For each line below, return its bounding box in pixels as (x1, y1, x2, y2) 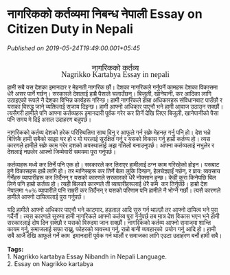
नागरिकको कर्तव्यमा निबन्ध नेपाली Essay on (7, 6, 203, 22)
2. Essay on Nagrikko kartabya (7, 259, 94, 267)
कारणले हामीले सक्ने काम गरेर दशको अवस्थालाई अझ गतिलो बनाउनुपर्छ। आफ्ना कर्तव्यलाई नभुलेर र (7, 142, 215, 149)
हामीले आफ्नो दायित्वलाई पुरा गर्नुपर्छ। (7, 193, 86, 201)
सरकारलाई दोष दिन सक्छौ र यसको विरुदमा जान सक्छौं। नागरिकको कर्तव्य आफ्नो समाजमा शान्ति (7, 219, 211, 226)
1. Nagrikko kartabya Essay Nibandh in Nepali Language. (7, 252, 167, 261)
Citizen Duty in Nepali (7, 21, 134, 37)
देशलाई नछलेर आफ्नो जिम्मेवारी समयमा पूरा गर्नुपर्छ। (7, 148, 117, 155)
